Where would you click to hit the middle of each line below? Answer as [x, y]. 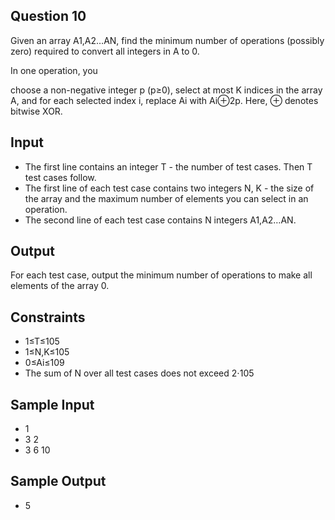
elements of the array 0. [60, 286]
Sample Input [52, 404]
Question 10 [48, 16]
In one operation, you [54, 70]
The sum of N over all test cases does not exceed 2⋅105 [139, 373]
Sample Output [58, 481]
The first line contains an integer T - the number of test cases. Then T [168, 166]
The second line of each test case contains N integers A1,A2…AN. [160, 220]
